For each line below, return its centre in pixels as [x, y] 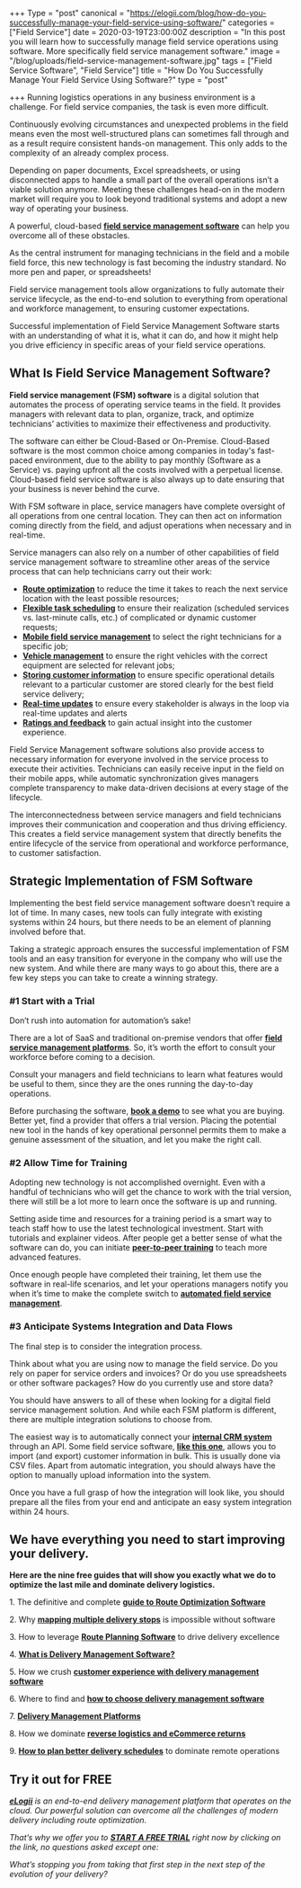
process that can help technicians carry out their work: [111, 571]
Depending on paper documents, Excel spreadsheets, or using [125, 170]
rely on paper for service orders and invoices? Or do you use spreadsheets [148, 1373]
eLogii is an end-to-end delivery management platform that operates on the [150, 1801]
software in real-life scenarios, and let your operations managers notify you [149, 1284]
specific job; [45, 646]
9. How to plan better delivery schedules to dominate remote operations [145, 1751]
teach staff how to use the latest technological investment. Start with [136, 1229]
